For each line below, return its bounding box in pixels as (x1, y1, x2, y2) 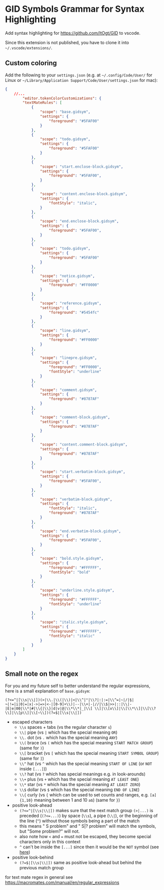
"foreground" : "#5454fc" (48, 310, 99, 315)
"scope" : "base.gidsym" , (40, 109, 91, 115)
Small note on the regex (5, 670, 79, 678)
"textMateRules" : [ (22, 100, 62, 105)
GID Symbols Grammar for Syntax (5, 3, 145, 15)
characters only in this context (19, 839, 81, 844)
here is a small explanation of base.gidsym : (5, 688, 90, 694)
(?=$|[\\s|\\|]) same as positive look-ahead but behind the (19, 859, 142, 865)
